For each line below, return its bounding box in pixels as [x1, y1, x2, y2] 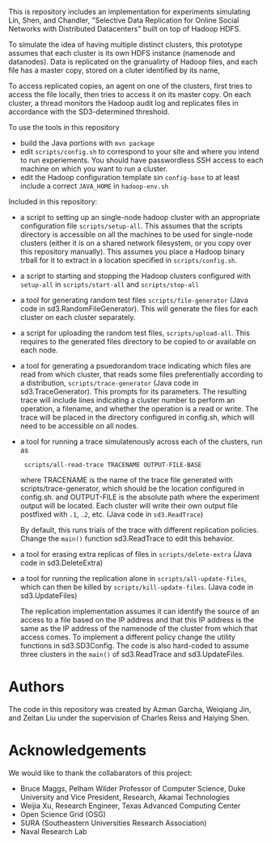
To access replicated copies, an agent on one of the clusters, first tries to [8, 81, 252, 91]
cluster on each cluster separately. [19, 313, 136, 322]
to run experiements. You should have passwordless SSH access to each [19, 155, 265, 165]
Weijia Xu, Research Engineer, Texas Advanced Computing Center [19, 800, 241, 811]
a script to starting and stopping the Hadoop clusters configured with [19, 271, 251, 280]
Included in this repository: [8, 197, 98, 206]
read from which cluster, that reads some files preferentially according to [19, 369, 264, 379]
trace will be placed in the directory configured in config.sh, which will [19, 412, 255, 422]
